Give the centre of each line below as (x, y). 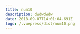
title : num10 (19, 10)
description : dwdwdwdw (29, 14)
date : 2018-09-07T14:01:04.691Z (39, 19)
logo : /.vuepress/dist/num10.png (40, 24)
